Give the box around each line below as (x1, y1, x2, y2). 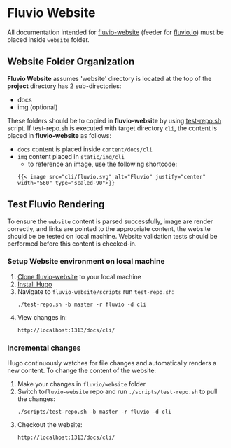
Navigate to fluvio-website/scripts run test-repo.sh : (17, 287, 174, 295)
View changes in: (17, 313, 68, 321)
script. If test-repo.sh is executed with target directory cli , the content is (7, 124, 218, 132)
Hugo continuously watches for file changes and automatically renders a (7, 359, 217, 367)
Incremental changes (7, 343, 81, 353)
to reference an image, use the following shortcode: (27, 160, 177, 168)
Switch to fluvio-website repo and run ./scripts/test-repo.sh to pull (17, 387, 218, 396)
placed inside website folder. (7, 35, 90, 43)
